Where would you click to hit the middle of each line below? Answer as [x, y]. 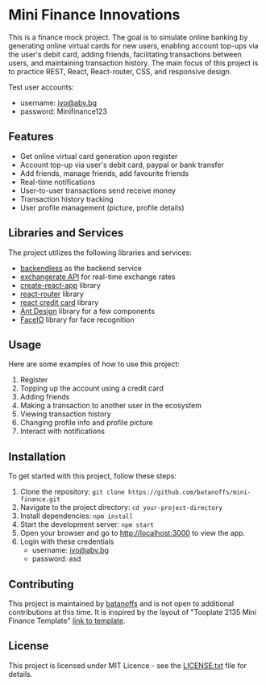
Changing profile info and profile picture [86, 423]
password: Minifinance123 [63, 111]
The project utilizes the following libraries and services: [100, 253]
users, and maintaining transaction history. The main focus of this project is [133, 63]
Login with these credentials [67, 541]
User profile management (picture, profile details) [102, 207]
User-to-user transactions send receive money [98, 190]
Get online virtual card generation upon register [99, 156]
